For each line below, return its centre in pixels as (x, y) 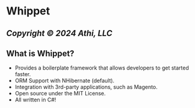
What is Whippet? (40, 53)
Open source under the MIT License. (60, 94)
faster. (23, 74)
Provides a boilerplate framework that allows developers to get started (102, 68)
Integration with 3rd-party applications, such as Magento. (86, 87)
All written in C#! (35, 100)
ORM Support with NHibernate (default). (64, 81)
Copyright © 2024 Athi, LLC (59, 33)
